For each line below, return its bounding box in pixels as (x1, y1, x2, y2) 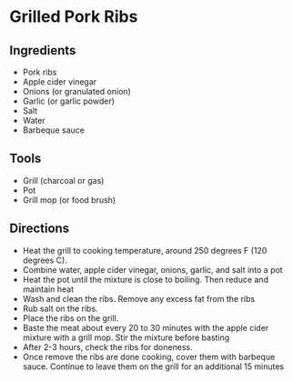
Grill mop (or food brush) (22, 194, 116, 206)
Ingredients (9, 43, 76, 58)
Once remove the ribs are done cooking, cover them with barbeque (22, 351, 276, 362)
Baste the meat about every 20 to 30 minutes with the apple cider (22, 322, 269, 333)
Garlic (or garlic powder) (22, 95, 116, 106)
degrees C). (22, 255, 68, 266)
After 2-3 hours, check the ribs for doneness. (22, 341, 193, 352)
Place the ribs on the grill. (22, 312, 119, 324)
